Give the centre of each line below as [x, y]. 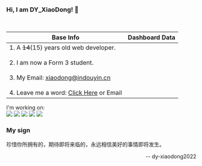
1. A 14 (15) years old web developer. [63, 48]
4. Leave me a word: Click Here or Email [66, 93]
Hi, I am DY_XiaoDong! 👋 [43, 10]
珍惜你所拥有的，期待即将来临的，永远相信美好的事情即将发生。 [85, 144]
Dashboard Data [152, 37]
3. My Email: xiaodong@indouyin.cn [60, 78]
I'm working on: [26, 108]
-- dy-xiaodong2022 [171, 156]
